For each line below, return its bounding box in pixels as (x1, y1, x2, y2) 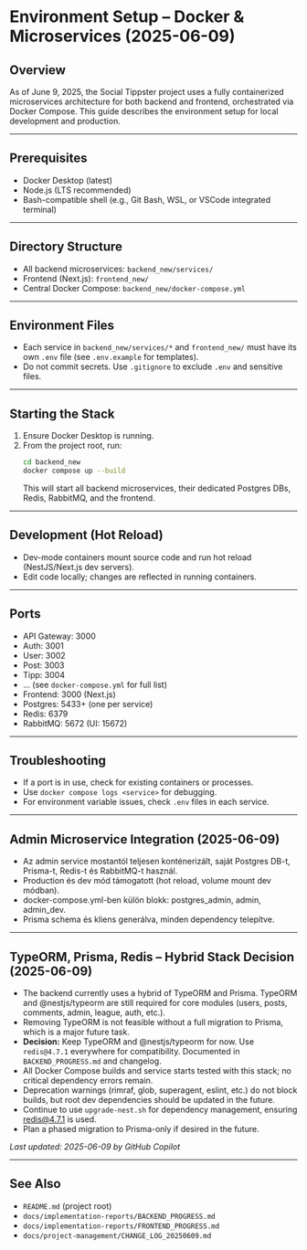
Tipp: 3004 (22, 669, 66, 680)
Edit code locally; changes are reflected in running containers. (22, 571, 258, 582)
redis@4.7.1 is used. (22, 1114, 98, 1125)
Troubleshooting (9, 753, 107, 768)
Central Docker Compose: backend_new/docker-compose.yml (22, 282, 246, 293)
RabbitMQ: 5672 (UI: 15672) (22, 717, 128, 728)
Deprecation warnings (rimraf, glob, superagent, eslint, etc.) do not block (22, 1085, 298, 1096)
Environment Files (9, 318, 115, 334)
